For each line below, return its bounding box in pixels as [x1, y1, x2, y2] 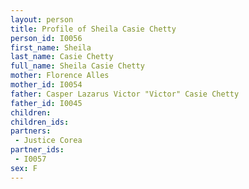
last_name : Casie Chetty [10, 52, 114, 62]
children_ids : [10, 117, 70, 127]
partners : [10, 126, 52, 136]
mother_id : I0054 [10, 80, 83, 90]
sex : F [10, 163, 38, 173]
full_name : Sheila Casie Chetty [10, 61, 145, 71]
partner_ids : [10, 145, 65, 155]
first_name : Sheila [10, 42, 92, 53]
